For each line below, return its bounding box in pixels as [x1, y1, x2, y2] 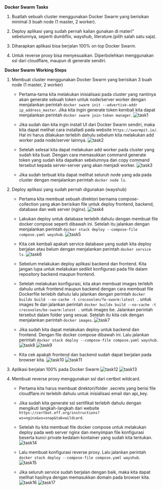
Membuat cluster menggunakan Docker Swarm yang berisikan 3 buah [11, 77, 152, 82]
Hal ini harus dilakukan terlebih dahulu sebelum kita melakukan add [18, 132, 154, 138]
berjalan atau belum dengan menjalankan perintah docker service [18, 246, 151, 252]
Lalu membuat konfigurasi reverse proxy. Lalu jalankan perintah [18, 449, 146, 455]
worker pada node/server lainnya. [18, 137, 87, 143]
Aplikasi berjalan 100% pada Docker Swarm [11, 367, 100, 372]
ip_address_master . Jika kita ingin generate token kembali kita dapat [18, 107, 156, 113]
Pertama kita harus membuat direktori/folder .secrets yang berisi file [18, 385, 156, 391]
